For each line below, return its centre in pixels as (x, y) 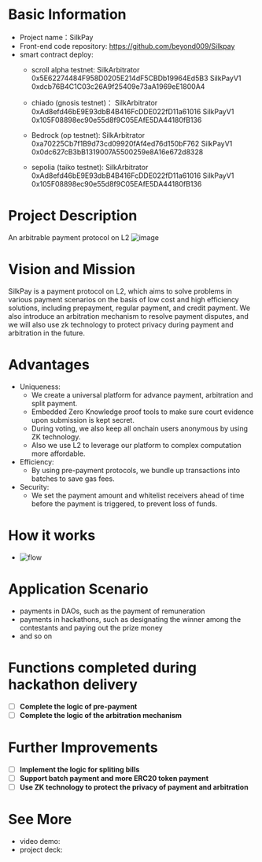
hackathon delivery (73, 684)
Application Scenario (78, 589)
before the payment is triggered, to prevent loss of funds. (124, 503)
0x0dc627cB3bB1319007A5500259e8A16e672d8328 (117, 152)
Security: (34, 486)
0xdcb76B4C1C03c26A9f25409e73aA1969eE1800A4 (118, 86)
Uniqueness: (40, 387)
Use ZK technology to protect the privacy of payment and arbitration (134, 787)
